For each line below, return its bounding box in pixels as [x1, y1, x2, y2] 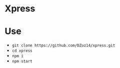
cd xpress [11, 48, 33, 54]
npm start [11, 59, 33, 64]
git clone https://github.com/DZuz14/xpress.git [11, 43, 115, 48]
